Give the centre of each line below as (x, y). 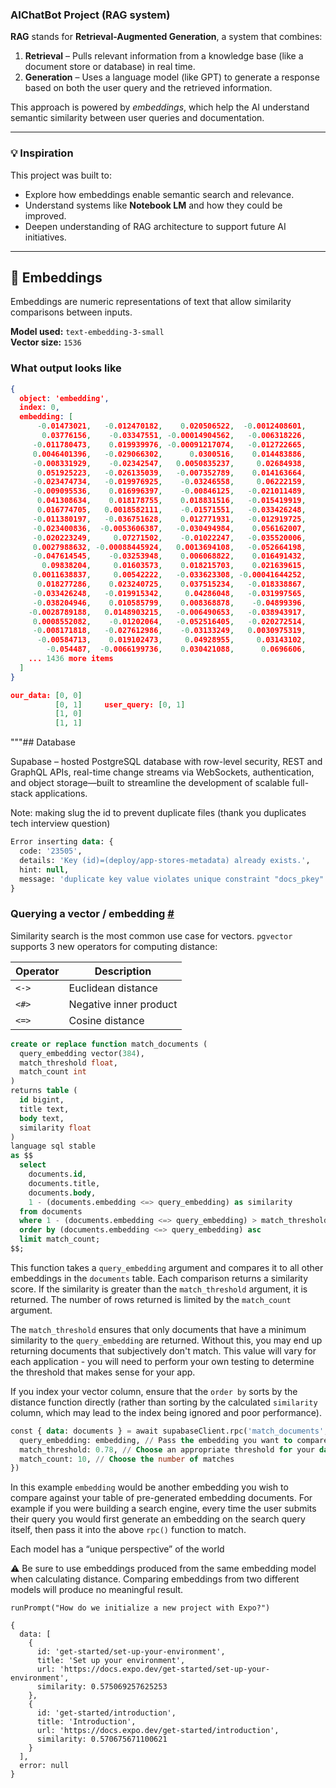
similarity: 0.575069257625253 (102, 1687)
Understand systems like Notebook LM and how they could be (153, 205)
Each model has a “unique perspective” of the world (117, 1549)
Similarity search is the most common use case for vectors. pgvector (151, 935)
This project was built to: (61, 175)
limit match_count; (60, 1239)
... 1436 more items (71, 659)
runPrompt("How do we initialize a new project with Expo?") (140, 1608)
